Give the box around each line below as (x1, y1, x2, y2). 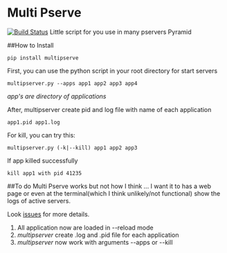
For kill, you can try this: (7, 131, 76, 139)
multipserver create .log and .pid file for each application (17, 230, 179, 239)
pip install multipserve (7, 54, 79, 62)
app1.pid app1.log (7, 119, 60, 126)
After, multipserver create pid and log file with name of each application (7, 105, 212, 113)
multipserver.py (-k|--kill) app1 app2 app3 (7, 144, 138, 151)
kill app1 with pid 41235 (7, 169, 82, 177)
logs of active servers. (7, 196, 71, 205)
